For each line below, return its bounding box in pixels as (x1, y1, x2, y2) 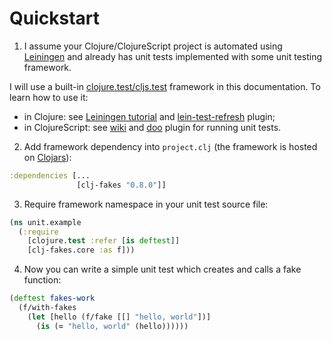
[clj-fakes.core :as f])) (27, 245, 136, 256)
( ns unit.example (9, 217, 82, 227)
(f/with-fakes (18, 303, 77, 313)
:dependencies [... (9, 170, 91, 181)
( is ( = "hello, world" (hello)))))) (35, 321, 189, 331)
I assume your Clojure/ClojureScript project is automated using (23, 40, 283, 52)
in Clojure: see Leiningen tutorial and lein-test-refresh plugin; (23, 110, 276, 122)
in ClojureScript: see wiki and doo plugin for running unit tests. (23, 121, 282, 133)
